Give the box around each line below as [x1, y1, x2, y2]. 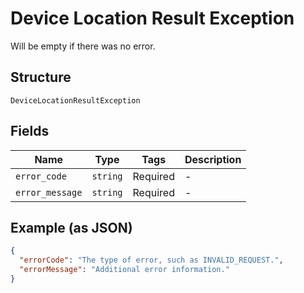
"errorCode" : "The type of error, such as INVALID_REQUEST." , [19, 255, 284, 266]
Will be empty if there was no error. [10, 40, 156, 52]
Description [184, 152, 242, 166]
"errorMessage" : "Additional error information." [19, 265, 230, 275]
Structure [10, 69, 72, 86]
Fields [10, 123, 50, 140]
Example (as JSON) [10, 219, 133, 236]
